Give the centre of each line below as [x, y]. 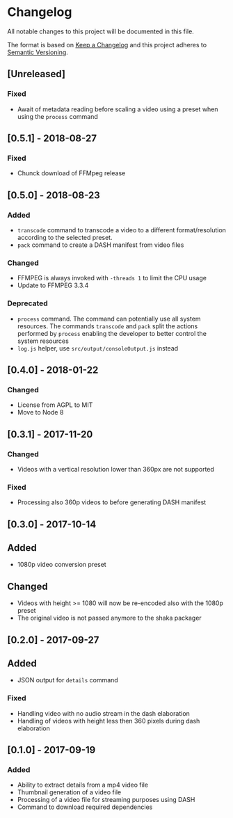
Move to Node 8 [40, 412]
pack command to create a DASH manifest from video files [101, 245]
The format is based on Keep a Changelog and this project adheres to [107, 45]
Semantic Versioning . [38, 52]
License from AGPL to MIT [55, 405]
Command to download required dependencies [85, 807]
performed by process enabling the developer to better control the [112, 333]
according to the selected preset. [65, 238]
